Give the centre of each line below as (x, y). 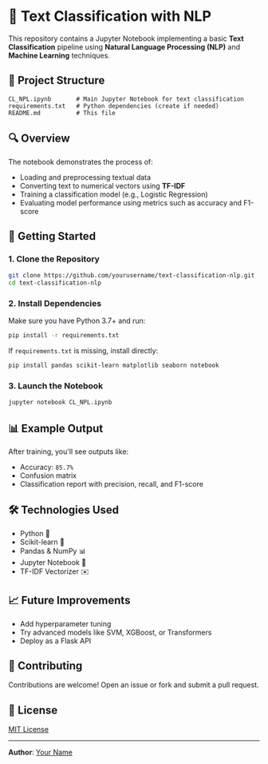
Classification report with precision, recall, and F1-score (111, 484)
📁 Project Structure (57, 80)
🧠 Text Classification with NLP (110, 16)
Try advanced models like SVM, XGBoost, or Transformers (116, 632)
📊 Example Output (56, 428)
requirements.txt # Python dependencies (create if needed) (114, 106)
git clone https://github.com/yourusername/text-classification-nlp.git (132, 276)
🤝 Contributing (45, 666)
